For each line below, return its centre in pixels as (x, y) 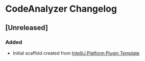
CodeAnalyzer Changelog (61, 9)
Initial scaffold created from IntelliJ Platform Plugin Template (76, 53)
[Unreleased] (27, 28)
